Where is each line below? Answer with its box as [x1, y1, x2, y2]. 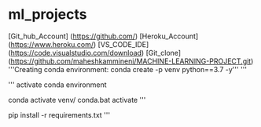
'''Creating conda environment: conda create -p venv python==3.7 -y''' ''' [8, 64, 248, 74]
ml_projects [8, 5, 87, 24]
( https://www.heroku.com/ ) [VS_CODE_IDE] [8, 39, 149, 49]
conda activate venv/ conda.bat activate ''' [8, 95, 146, 104]
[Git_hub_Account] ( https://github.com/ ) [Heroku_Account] [8, 31, 199, 41]
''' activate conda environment [8, 80, 108, 89]
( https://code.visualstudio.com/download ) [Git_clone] [8, 48, 182, 57]
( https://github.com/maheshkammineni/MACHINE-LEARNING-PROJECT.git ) [8, 56, 254, 66]
